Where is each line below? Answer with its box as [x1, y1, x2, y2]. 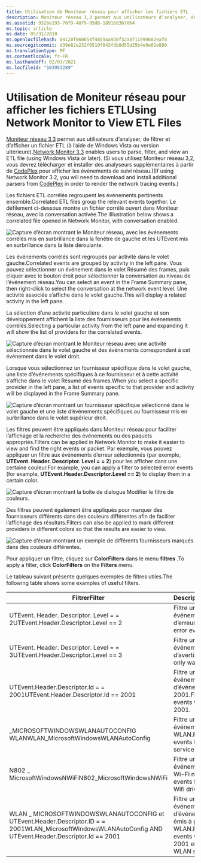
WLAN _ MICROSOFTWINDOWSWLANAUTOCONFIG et [9, 810, 165, 818]
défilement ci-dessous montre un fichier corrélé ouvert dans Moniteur [6, 204, 179, 212]
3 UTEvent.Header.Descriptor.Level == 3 [9, 651, 123, 659]
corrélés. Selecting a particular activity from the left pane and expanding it [6, 322, 188, 330]
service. [173, 746, 196, 754]
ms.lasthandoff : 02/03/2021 [6, 59, 77, 65]
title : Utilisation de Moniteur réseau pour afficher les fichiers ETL [6, 8, 188, 15]
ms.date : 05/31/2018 [6, 31, 58, 37]
